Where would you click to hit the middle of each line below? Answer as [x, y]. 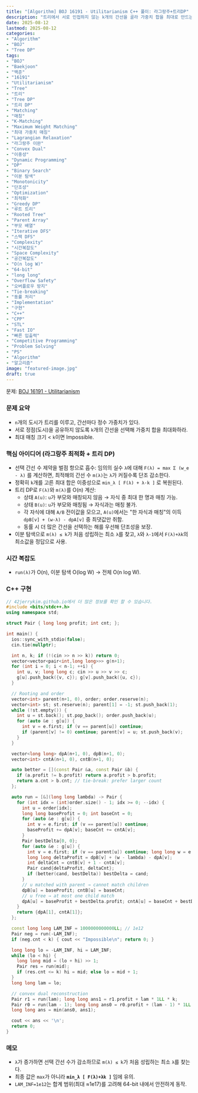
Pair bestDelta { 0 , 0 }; [49, 841]
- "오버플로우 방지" [27, 286]
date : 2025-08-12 [27, 22]
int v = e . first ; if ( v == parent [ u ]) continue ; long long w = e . [110, 852]
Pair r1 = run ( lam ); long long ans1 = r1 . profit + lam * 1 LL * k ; [95, 999]
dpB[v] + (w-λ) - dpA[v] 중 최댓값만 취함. [73, 519]
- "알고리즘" [20, 363]
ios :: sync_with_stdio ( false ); [48, 639]
